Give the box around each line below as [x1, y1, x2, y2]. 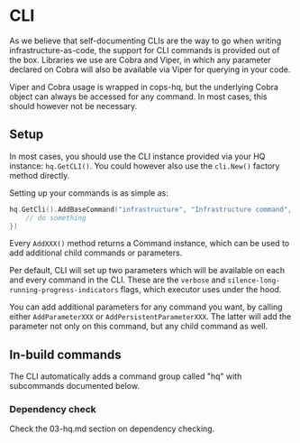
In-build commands [9, 346, 122, 362]
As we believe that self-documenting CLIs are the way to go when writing [9, 35, 282, 46]
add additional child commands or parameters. [9, 247, 183, 258]
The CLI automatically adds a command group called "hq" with [9, 371, 242, 382]
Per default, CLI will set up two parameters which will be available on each [9, 265, 286, 276]
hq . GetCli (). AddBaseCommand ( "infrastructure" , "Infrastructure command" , [9, 205, 293, 214]
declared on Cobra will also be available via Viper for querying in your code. [9, 64, 291, 75]
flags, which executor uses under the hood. [120, 284, 282, 295]
